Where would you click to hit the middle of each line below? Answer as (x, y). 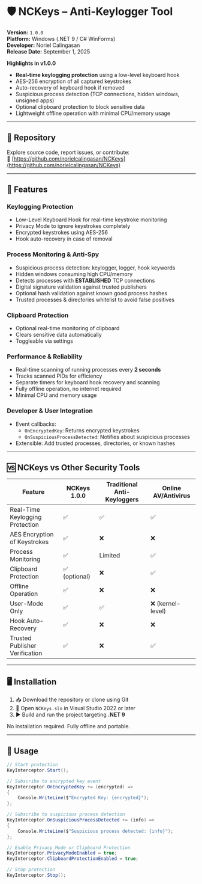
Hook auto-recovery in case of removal (64, 239)
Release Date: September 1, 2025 (49, 51)
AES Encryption (32, 535)
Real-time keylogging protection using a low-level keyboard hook (97, 75)
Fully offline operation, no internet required (68, 389)
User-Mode (27, 604)
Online (172, 488)
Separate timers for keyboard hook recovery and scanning (88, 382)
